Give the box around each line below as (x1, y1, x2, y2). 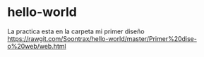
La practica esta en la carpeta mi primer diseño (7, 27, 145, 35)
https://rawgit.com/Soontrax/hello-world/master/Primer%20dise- (7, 34, 198, 42)
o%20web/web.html (7, 42, 66, 50)
